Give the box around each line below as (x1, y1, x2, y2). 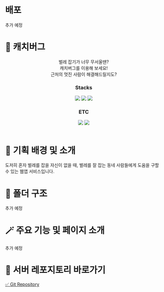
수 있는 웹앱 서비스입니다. (5, 168, 55, 175)
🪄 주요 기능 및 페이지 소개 (5, 225, 105, 236)
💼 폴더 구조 (5, 188, 47, 199)
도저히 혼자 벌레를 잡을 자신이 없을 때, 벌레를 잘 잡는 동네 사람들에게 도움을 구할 (5, 162, 160, 168)
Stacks (75, 84, 93, 91)
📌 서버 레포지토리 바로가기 (5, 265, 106, 276)
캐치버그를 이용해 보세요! (59, 65, 108, 71)
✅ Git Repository (5, 282, 40, 288)
